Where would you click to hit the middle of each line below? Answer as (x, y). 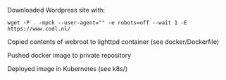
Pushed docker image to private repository (69, 55)
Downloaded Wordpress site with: (56, 10)
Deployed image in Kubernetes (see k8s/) (68, 69)
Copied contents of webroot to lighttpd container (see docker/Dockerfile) (113, 42)
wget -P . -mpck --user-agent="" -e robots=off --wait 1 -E (98, 23)
